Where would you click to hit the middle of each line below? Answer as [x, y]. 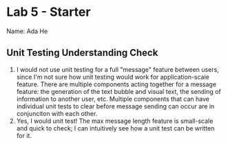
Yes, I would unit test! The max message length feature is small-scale [115, 121]
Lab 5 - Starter [49, 12]
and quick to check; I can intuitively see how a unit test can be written [115, 128]
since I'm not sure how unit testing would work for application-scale [113, 77]
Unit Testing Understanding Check [82, 53]
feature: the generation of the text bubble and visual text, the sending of [118, 91]
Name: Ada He [27, 31]
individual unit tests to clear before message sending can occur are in [115, 106]
